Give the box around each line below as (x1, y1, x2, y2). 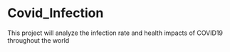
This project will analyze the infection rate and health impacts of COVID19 (7, 28, 223, 37)
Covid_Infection (7, 5, 104, 21)
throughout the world (7, 36, 70, 44)
